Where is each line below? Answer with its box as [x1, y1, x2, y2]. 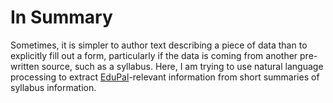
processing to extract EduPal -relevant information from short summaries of [10, 71, 320, 83]
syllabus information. [10, 81, 97, 93]
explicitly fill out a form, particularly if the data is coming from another [10, 49, 298, 61]
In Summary [10, 6, 113, 29]
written [10, 60, 40, 72]
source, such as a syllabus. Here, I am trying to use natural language [41, 60, 324, 72]
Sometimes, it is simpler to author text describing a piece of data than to [10, 39, 308, 51]
